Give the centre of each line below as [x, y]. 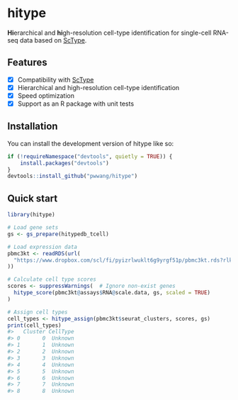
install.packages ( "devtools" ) [65, 163]
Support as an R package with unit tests [76, 104]
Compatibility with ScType [56, 79]
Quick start [33, 198]
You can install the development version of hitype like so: [91, 143]
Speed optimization [46, 95]
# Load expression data [42, 247]
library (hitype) [31, 215]
